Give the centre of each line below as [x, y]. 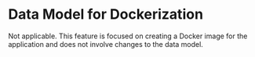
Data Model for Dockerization [106, 14]
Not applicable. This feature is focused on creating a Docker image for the [128, 36]
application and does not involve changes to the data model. [106, 44]
